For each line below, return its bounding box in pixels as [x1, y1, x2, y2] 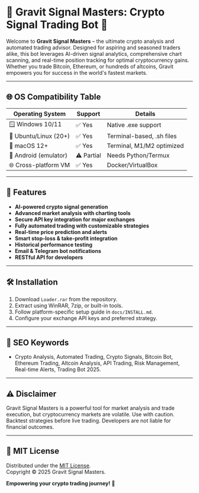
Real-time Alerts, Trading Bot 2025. [14, 366, 101, 373]
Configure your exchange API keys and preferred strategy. [14, 315, 158, 322]
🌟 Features [6, 187, 47, 198]
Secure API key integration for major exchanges [14, 216, 135, 223]
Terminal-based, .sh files [107, 132, 177, 140]
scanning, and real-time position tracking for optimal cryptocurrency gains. [6, 56, 190, 64]
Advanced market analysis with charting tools [14, 209, 131, 216]
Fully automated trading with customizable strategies [14, 222, 149, 229]
